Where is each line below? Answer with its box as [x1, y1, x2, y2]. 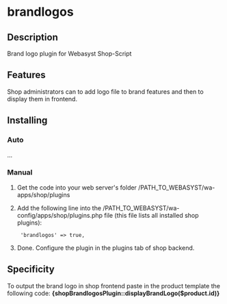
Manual [7, 168, 33, 177]
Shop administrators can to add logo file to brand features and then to [7, 87, 204, 96]
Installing [7, 114, 48, 127]
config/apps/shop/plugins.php [16, 211, 103, 219]
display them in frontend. [7, 94, 77, 103]
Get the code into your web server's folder [16, 183, 137, 192]
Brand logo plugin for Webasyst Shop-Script [7, 49, 132, 58]
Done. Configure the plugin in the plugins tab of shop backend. [16, 244, 195, 252]
